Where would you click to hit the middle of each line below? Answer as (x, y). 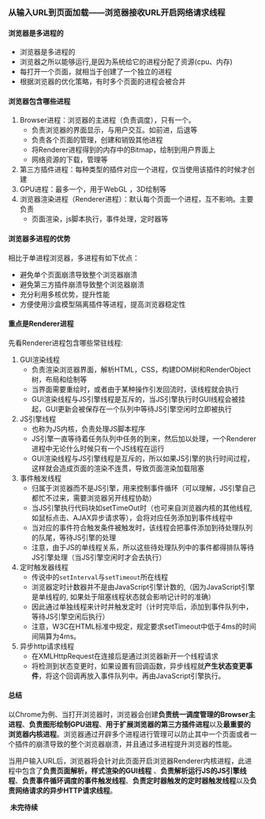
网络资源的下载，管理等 (69, 160)
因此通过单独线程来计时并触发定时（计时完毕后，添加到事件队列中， (142, 606)
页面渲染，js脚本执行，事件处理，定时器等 (100, 219)
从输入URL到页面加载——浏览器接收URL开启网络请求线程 (117, 12)
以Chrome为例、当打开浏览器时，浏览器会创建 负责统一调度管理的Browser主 (132, 714)
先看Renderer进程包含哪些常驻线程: (66, 342)
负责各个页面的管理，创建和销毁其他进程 (97, 140)
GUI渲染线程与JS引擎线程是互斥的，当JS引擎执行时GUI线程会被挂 (138, 399)
